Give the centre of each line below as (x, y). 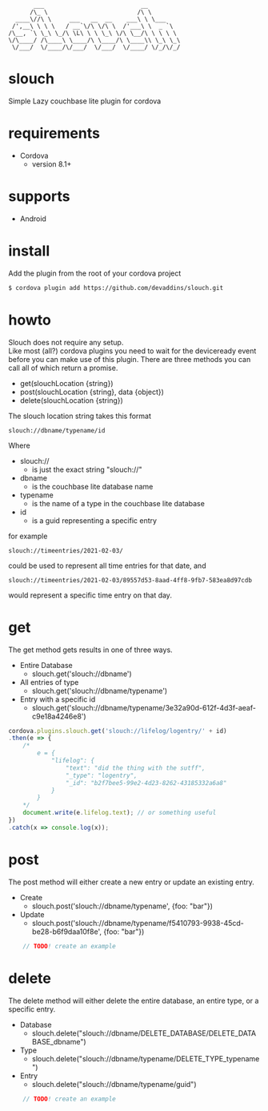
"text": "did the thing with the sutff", (135, 768)
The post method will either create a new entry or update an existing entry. (131, 882)
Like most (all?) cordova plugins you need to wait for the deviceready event (132, 351)
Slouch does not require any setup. (66, 342)
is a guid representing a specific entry (94, 520)
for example (28, 536)
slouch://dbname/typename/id (57, 430)
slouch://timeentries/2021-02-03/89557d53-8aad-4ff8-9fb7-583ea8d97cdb (130, 580)
